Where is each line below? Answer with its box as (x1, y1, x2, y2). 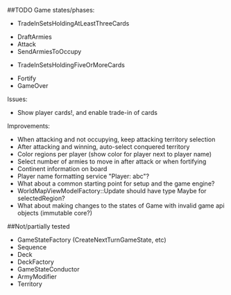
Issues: (7, 95, 28, 103)
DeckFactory (17, 258, 54, 266)
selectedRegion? (17, 194, 65, 202)
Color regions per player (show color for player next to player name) (17, 150, 212, 158)
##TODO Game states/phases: (7, 6, 95, 14)
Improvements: (7, 122, 51, 130)
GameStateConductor (17, 265, 80, 273)
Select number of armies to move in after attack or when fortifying (17, 157, 207, 166)
